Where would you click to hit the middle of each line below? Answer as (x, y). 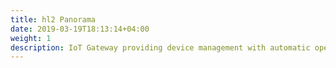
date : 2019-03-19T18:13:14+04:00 (80, 29)
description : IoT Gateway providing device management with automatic (160, 47)
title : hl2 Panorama (53, 19)
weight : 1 (31, 38)
